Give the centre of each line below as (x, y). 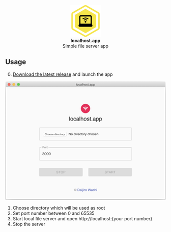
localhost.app (85, 40)
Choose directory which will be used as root (59, 208)
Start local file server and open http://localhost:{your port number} (82, 219)
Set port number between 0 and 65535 (54, 213)
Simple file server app (85, 46)
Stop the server (29, 224)
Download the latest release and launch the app (63, 74)
